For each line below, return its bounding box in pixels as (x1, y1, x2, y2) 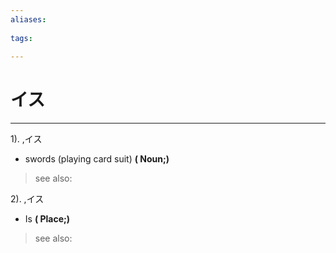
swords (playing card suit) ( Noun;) (24, 153, 170, 165)
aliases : (10, 14, 47, 25)
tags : (10, 33, 33, 43)
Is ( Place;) (24, 213, 71, 225)
